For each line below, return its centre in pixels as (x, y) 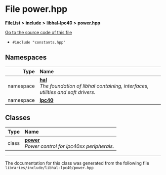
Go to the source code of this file (39, 32)
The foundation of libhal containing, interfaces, (94, 86)
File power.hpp (36, 9)
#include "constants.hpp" (39, 42)
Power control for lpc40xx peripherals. (69, 146)
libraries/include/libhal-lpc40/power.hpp (49, 168)
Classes (18, 118)
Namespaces (26, 58)
